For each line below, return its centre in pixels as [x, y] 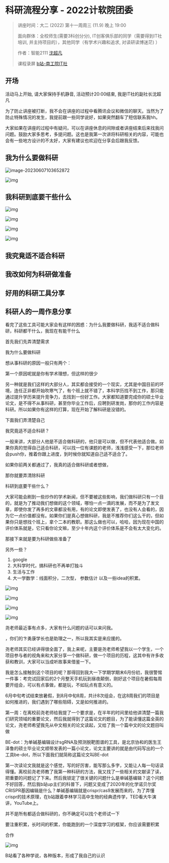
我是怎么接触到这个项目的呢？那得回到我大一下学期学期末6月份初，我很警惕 [84, 673]
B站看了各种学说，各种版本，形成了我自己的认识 [55, 855]
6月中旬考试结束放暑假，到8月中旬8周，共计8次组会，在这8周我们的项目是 [82, 696]
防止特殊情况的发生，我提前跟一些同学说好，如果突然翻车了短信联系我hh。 [83, 117]
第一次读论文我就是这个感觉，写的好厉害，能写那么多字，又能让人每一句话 [82, 765]
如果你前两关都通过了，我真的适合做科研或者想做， [58, 465]
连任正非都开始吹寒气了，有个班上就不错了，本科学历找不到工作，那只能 [89, 391]
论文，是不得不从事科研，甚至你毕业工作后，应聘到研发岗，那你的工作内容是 [84, 403]
